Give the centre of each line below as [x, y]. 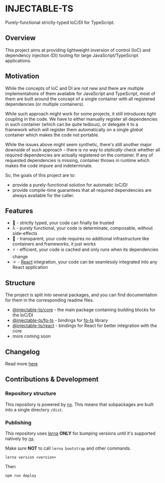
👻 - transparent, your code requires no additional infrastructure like [81, 239]
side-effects [25, 234]
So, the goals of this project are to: [40, 175]
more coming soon [31, 336]
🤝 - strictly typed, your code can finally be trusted [63, 223]
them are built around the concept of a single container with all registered [80, 99]
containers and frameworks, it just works [54, 244]
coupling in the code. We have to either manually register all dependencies [81, 119]
